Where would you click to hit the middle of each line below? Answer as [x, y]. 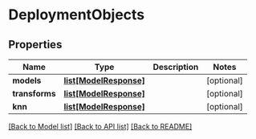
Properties [35, 45]
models [27, 80]
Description [176, 67]
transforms [34, 94]
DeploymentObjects [77, 15]
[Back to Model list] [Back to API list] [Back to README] [100, 127]
